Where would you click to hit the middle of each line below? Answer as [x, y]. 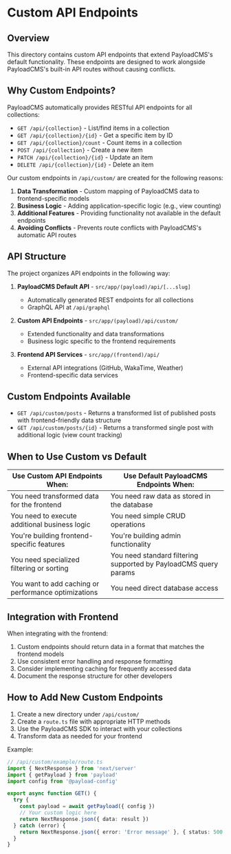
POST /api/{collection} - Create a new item [80, 150]
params [123, 573]
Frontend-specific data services [73, 375]
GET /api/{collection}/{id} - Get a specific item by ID [95, 135]
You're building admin [145, 536]
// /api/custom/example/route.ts [55, 762]
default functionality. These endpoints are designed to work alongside [106, 62]
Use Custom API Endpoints [57, 476]
